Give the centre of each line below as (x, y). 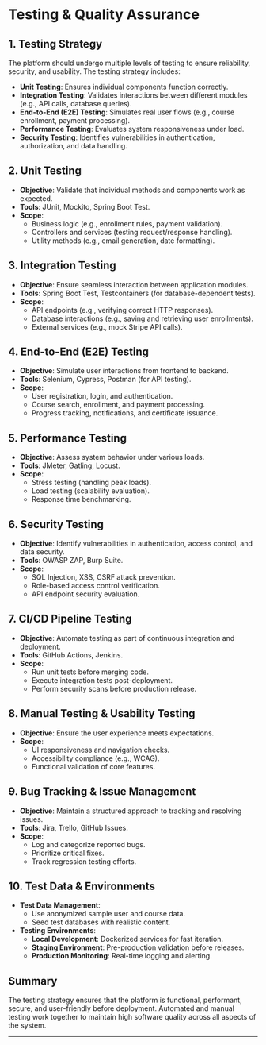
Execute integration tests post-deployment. (102, 680)
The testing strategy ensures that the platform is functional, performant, (125, 1000)
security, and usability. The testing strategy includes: (94, 71)
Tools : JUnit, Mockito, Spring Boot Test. (85, 206)
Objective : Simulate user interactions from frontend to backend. (124, 371)
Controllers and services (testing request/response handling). (132, 232)
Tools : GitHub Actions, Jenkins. (71, 655)
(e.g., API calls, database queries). (76, 104)
